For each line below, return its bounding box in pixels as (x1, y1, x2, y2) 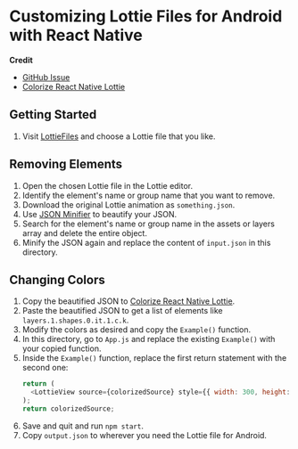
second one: (21, 363, 69, 373)
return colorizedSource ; (21, 404, 115, 413)
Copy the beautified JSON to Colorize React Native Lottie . (21, 296, 236, 306)
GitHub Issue (21, 71, 70, 82)
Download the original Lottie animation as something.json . (21, 199, 236, 210)
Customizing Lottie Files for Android (9, 6, 283, 27)
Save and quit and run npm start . (21, 420, 145, 431)
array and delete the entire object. (21, 227, 147, 238)
